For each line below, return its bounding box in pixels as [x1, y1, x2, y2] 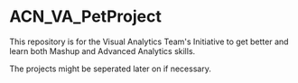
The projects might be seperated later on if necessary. [9, 63, 212, 74]
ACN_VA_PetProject [9, 6, 163, 27]
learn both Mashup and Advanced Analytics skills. [9, 45, 196, 56]
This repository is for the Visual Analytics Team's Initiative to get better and [9, 36, 289, 47]
